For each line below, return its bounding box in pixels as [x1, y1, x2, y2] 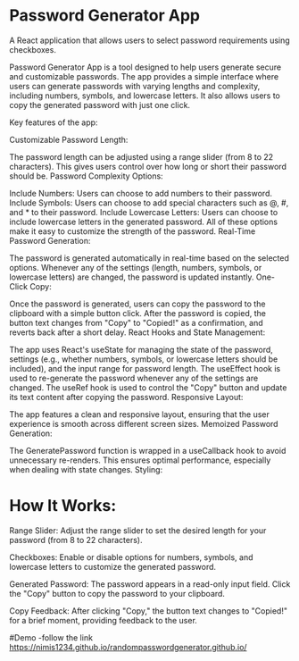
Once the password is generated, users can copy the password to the [9, 298, 266, 309]
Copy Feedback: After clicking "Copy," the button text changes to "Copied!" [9, 605, 288, 616]
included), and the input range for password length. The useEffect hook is [9, 363, 281, 373]
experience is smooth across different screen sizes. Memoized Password [9, 418, 278, 429]
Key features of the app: [9, 117, 98, 128]
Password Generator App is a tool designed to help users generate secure [9, 62, 282, 72]
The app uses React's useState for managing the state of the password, [9, 344, 274, 355]
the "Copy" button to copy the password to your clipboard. [9, 588, 226, 598]
